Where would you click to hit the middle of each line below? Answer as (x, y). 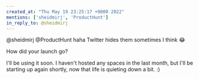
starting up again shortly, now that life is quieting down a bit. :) (83, 69)
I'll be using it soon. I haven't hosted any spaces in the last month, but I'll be (100, 63)
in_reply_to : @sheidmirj (37, 23)
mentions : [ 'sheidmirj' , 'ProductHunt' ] (58, 17)
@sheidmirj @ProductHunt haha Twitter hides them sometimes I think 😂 (96, 40)
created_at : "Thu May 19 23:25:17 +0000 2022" (65, 12)
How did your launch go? (37, 51)
